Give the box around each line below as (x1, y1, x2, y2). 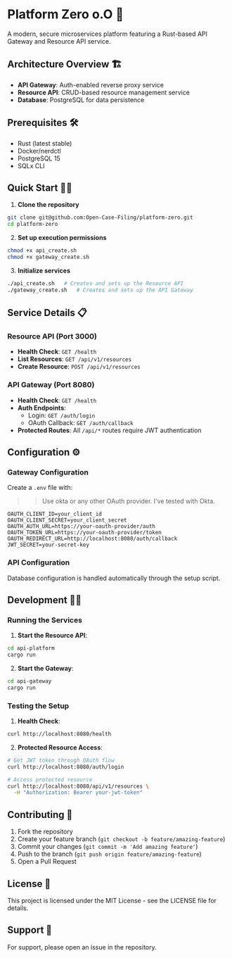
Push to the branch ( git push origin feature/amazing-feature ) (17, 850, 202, 858)
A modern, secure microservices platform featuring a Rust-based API (7, 30, 208, 38)
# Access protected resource (7, 776, 93, 783)
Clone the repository (17, 201, 79, 209)
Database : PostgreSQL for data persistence (17, 95, 145, 104)
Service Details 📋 (7, 307, 88, 319)
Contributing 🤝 (7, 809, 73, 821)
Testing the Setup (7, 700, 70, 710)
